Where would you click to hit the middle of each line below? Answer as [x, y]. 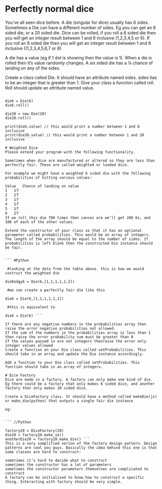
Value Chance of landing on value [42, 186]
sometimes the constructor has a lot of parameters [58, 465]
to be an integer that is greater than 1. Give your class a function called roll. [80, 82]
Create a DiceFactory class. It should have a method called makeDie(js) [81, 397]
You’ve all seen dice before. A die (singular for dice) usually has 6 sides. [77, 22]
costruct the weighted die [32, 273]
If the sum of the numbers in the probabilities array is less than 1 [78, 333]
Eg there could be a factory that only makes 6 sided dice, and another [80, 384]
